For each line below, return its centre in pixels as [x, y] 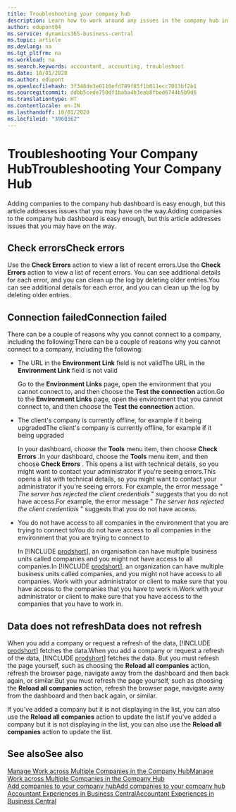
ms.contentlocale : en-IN [44, 106]
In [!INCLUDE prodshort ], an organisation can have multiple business [117, 551]
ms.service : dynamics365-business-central [70, 34]
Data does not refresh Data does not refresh [105, 626]
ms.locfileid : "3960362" [44, 119]
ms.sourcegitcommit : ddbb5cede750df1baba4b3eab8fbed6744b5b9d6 [102, 92]
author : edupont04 [34, 27]
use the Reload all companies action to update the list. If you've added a [112, 717]
